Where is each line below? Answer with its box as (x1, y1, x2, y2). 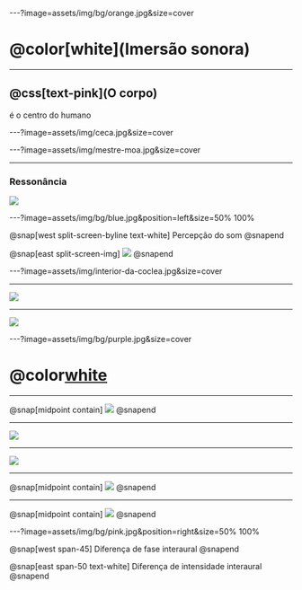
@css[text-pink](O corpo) (9, 85, 158, 101)
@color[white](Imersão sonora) (9, 40, 251, 59)
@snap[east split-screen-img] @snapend (9, 249, 173, 260)
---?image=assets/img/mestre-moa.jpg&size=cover (9, 144, 201, 155)
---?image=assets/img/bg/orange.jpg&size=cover (9, 8, 195, 18)
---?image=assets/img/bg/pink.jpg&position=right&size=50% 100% (9, 525, 261, 537)
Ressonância (9, 175, 67, 188)
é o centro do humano (9, 110, 92, 120)
